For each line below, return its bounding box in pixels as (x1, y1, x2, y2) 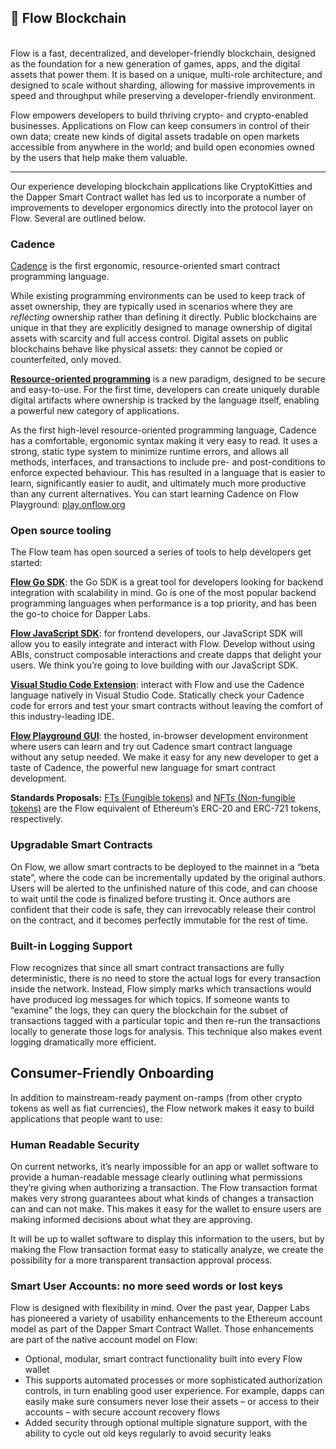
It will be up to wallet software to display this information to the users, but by (10, 1233, 325, 1245)
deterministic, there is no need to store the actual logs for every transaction (10, 972, 321, 984)
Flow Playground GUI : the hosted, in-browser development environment (10, 730, 309, 742)
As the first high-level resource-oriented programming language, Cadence (10, 424, 317, 436)
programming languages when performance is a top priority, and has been (10, 597, 318, 610)
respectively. (10, 813, 63, 825)
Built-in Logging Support (10, 939, 133, 953)
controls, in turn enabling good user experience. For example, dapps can (24, 1385, 325, 1397)
